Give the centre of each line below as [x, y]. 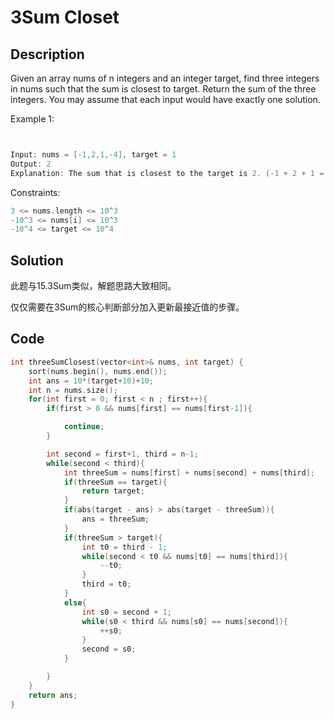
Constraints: [35, 192]
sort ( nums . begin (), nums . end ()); [98, 371]
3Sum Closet [65, 17]
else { [75, 602]
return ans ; [53, 695]
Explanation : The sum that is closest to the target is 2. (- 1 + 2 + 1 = [167, 173]
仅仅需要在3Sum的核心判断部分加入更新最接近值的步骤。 [127, 307]
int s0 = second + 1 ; [126, 612]
